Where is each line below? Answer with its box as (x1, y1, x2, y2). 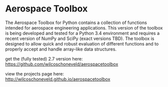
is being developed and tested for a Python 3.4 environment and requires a (5, 30, 160, 36)
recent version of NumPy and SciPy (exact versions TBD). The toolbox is (5, 35, 154, 41)
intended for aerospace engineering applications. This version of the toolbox (5, 24, 163, 30)
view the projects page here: (5, 70, 64, 76)
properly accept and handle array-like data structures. (5, 46, 116, 52)
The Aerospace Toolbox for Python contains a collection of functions (5, 19, 147, 25)
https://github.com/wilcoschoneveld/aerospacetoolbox (5, 61, 118, 67)
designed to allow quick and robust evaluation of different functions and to (5, 40, 159, 46)
